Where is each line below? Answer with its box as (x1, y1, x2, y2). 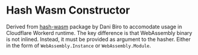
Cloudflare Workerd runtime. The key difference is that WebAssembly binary (6, 29, 193, 36)
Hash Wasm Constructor (6, 4, 130, 17)
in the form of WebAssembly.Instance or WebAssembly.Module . (6, 42, 151, 49)
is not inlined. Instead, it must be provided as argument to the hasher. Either (6, 35, 191, 43)
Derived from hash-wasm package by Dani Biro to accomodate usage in (6, 23, 183, 30)
